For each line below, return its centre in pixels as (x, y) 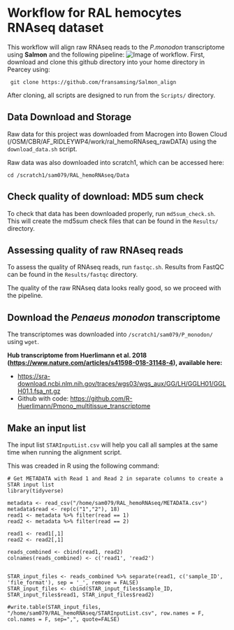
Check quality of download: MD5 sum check (105, 197)
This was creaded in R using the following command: (83, 466)
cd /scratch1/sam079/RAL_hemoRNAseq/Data (68, 175)
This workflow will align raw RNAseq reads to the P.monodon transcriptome (116, 47)
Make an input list (46, 428)
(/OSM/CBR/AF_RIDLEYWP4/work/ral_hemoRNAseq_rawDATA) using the (112, 141)
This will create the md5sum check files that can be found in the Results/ (113, 221)
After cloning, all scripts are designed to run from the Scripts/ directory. (111, 95)
